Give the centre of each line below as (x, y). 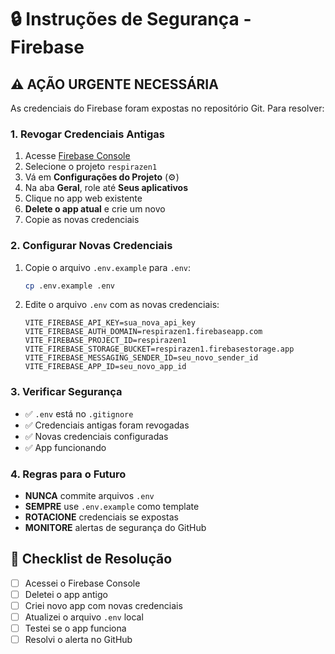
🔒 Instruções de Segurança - (131, 19)
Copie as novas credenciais (82, 220)
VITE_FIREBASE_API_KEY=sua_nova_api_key (110, 323)
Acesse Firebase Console (77, 156)
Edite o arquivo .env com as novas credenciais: (122, 305)
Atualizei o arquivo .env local (84, 617)
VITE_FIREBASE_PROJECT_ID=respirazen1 (105, 341)
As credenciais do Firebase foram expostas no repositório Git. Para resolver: (167, 108)
